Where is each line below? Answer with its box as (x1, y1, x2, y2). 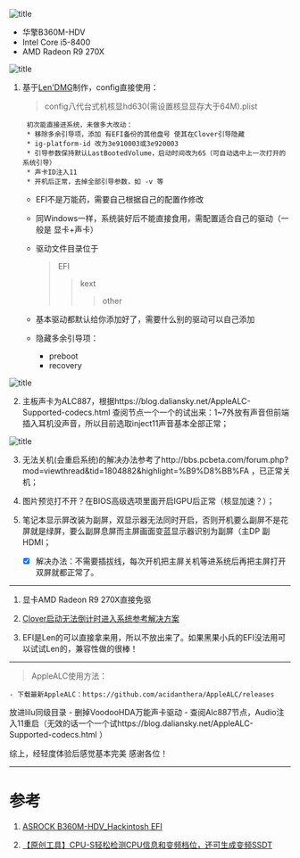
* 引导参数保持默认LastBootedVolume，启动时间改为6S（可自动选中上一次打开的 (26, 149, 287, 158)
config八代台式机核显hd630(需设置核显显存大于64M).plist (44, 101, 258, 111)
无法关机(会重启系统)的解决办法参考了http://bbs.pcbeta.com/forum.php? (21, 455, 288, 465)
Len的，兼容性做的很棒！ (46, 643, 138, 655)
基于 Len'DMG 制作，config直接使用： (21, 82, 159, 93)
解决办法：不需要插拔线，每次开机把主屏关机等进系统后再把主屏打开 (35, 556, 287, 566)
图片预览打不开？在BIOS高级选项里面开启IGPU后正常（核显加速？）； (21, 496, 275, 506)
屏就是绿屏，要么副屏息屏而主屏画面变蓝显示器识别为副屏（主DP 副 (21, 526, 271, 536)
